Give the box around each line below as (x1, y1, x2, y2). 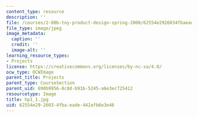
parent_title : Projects (6, 74, 65, 80)
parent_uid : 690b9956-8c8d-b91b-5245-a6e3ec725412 (6, 86, 133, 92)
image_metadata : (6, 31, 46, 37)
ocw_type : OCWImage (6, 69, 54, 75)
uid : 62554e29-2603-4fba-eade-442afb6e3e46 (6, 102, 115, 108)
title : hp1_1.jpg (6, 96, 49, 102)
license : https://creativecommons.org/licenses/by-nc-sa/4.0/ (6, 63, 162, 70)
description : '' (6, 14, 46, 20)
